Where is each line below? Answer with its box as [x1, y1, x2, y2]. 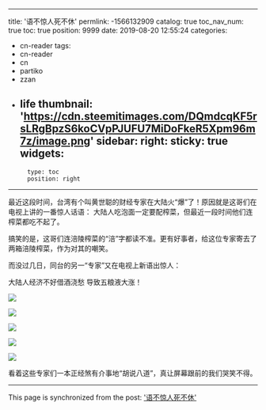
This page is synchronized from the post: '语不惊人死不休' [8, 393, 197, 402]
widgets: [19, 147, 65, 161]
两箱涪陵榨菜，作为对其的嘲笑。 [8, 243, 112, 253]
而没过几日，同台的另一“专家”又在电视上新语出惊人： [8, 260, 181, 270]
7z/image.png [19, 135, 91, 148]
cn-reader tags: [19, 41, 71, 50]
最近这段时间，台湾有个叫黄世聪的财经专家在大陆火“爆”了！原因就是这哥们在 [8, 197, 257, 207]
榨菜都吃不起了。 [8, 217, 64, 226]
